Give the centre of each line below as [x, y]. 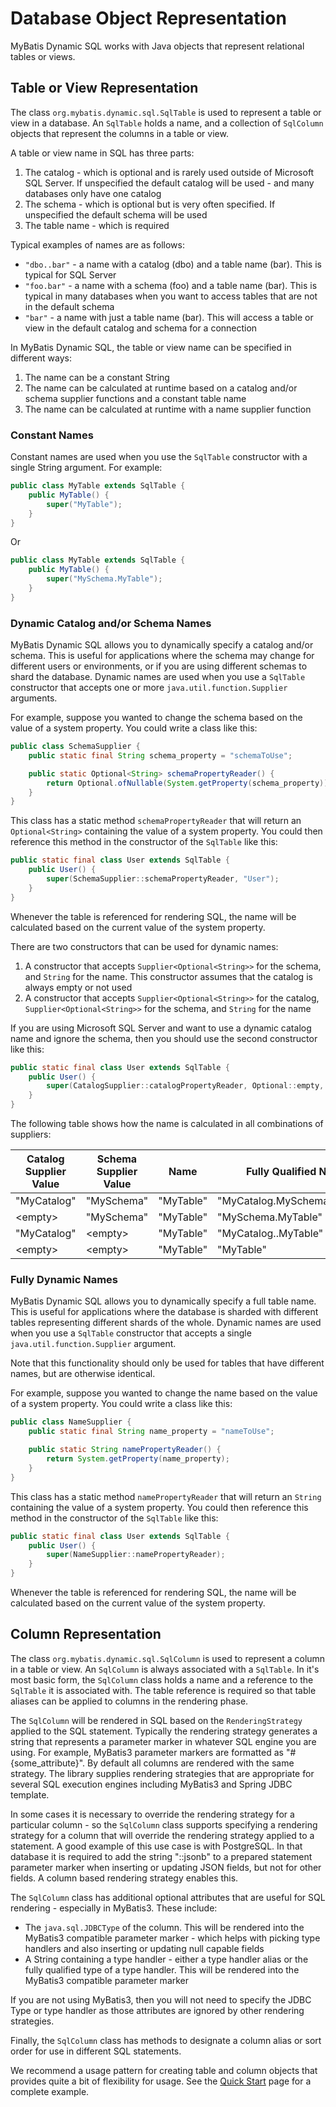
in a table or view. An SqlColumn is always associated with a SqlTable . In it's [165, 1669]
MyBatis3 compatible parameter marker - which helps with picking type [172, 1938]
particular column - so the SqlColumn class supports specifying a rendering [164, 1824]
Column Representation [86, 1634]
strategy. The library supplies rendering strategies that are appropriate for [162, 1773]
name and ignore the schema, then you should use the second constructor [164, 1038]
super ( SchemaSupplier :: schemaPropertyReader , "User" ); [163, 879]
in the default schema [69, 306]
